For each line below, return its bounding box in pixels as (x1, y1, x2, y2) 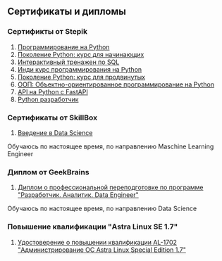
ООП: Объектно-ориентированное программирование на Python (17, 80, 215, 89)
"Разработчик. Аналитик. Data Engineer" (17, 191, 139, 199)
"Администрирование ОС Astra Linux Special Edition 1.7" (17, 246, 187, 254)
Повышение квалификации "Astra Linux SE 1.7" (7, 222, 178, 231)
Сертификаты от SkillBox (7, 113, 98, 122)
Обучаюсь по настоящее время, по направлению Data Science (7, 204, 197, 213)
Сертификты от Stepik (7, 27, 88, 37)
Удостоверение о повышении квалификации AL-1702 (17, 238, 178, 246)
